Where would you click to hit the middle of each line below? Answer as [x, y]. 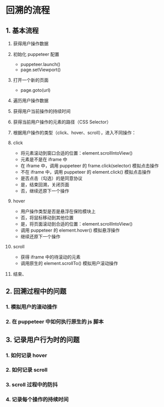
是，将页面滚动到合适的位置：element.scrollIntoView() [76, 224]
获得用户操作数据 [31, 44]
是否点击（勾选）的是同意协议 [51, 178]
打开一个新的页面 [31, 80]
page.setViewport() [40, 70]
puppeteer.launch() [40, 64]
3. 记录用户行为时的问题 [43, 340]
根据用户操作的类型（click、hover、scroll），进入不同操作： [74, 132]
